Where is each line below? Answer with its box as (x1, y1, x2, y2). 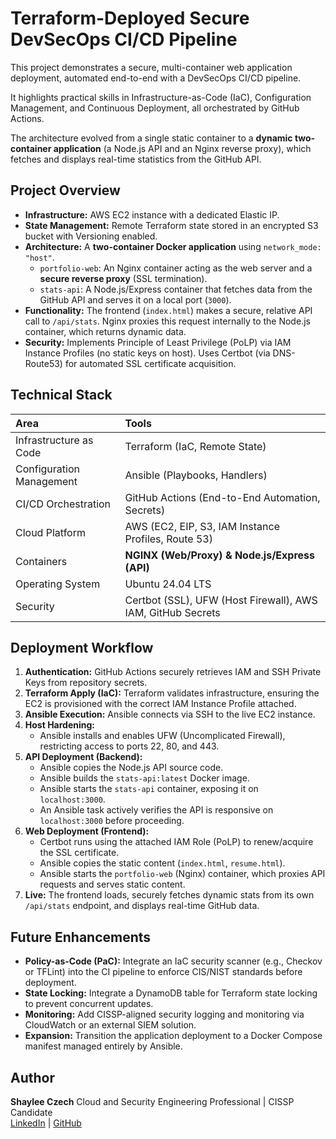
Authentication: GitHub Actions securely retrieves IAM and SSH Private (24, 666, 322, 678)
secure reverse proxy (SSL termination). (39, 272, 208, 284)
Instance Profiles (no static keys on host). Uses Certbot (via (24, 347, 271, 359)
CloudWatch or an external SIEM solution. (24, 1019, 197, 1031)
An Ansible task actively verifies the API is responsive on (39, 804, 274, 816)
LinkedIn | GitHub (10, 1117, 82, 1129)
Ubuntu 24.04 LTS (124, 577, 212, 591)
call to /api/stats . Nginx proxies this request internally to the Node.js (24, 315, 311, 327)
